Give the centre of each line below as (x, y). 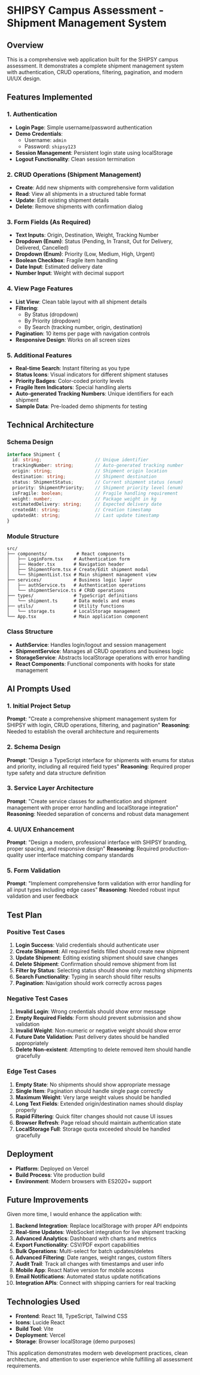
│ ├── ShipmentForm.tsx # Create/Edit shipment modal (78, 570)
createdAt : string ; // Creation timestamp (82, 510)
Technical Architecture (50, 425)
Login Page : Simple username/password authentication (84, 127)
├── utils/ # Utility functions (66, 606)
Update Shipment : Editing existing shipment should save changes (97, 958)
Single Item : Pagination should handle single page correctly (89, 1091)
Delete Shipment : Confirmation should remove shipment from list (96, 964)
